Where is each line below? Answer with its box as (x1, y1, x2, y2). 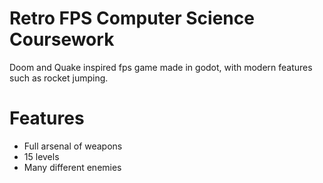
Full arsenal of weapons (23, 140, 123, 152)
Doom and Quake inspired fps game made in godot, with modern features (9, 61, 313, 73)
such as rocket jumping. (9, 72, 109, 84)
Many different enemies (23, 161, 122, 173)
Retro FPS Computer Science (9, 7, 255, 30)
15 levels (23, 150, 60, 162)
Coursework (9, 28, 115, 51)
